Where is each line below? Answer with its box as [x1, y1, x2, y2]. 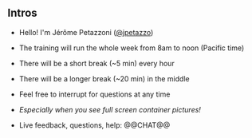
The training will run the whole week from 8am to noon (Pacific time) [18, 43, 245, 53]
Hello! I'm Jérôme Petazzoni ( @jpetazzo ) [18, 27, 154, 37]
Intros [7, 6, 37, 20]
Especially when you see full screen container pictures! [18, 104, 201, 114]
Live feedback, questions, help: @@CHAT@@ [18, 120, 171, 130]
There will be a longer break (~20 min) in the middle [18, 73, 190, 83]
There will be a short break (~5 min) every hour [18, 58, 175, 68]
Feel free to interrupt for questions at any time [18, 89, 171, 99]
